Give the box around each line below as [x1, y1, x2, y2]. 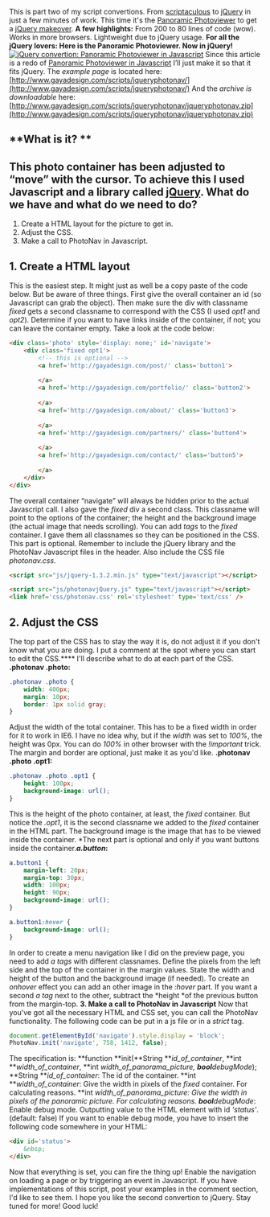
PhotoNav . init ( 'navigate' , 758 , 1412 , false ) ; [9, 1039, 168, 1047]
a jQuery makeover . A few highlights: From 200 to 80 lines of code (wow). [9, 24, 256, 33]
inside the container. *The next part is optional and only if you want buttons [9, 834, 260, 844]
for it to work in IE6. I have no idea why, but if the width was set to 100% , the [9, 731, 263, 741]
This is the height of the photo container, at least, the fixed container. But [9, 808, 251, 819]
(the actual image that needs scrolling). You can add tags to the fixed [9, 521, 238, 531]
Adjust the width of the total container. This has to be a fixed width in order [9, 722, 257, 732]
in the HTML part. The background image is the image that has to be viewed [9, 826, 261, 836]
